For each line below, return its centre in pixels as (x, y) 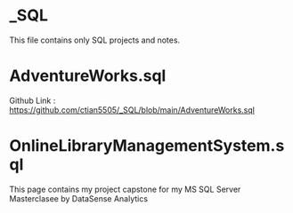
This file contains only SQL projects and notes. (95, 40)
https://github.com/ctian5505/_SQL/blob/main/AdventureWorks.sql (132, 110)
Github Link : (33, 100)
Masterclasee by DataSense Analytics (79, 198)
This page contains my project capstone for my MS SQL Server (125, 189)
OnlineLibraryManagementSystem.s (147, 146)
